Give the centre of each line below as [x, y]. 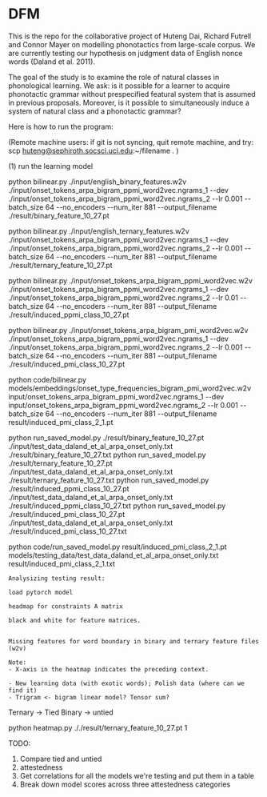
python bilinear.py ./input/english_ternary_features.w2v [99, 231]
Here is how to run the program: [61, 126]
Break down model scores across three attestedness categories [125, 784]
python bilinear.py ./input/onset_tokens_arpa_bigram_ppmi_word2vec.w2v [131, 280]
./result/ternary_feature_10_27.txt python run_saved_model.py [109, 480]
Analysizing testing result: [57, 578]
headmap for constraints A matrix [66, 606]
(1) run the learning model [51, 166]
